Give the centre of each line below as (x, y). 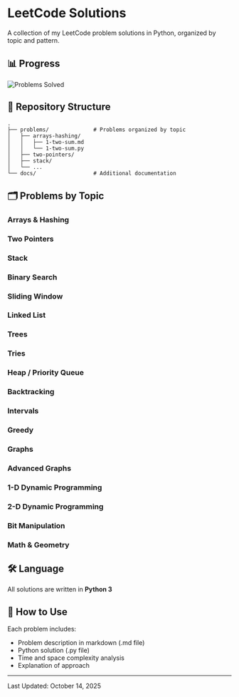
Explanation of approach (54, 666)
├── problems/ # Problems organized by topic (97, 130)
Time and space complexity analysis (71, 658)
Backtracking (31, 392)
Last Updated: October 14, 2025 (54, 686)
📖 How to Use (37, 612)
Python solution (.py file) (54, 651)
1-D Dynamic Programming (55, 487)
